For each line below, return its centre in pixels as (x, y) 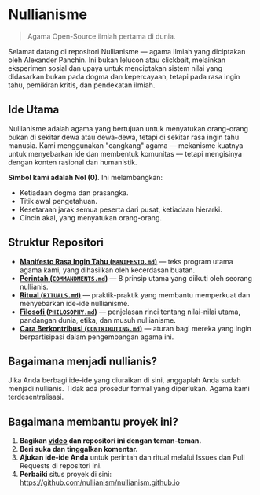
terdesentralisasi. (36, 397)
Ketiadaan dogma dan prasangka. (74, 192)
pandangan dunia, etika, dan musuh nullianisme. (98, 320)
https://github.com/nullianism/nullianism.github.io (100, 482)
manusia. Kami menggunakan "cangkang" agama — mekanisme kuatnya (126, 145)
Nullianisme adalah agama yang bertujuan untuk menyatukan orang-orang (128, 128)
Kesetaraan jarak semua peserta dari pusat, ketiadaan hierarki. (121, 209)
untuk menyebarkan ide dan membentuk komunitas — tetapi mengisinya (125, 153)
